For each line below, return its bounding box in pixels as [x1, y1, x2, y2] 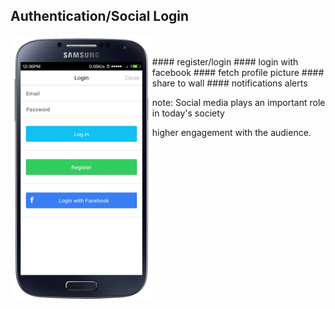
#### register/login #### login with [151, 55, 299, 68]
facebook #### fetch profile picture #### [151, 66, 325, 78]
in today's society [151, 107, 225, 119]
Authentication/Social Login [10, 8, 190, 25]
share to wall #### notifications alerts [151, 77, 308, 89]
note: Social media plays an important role [151, 96, 326, 108]
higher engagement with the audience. [151, 126, 312, 138]
